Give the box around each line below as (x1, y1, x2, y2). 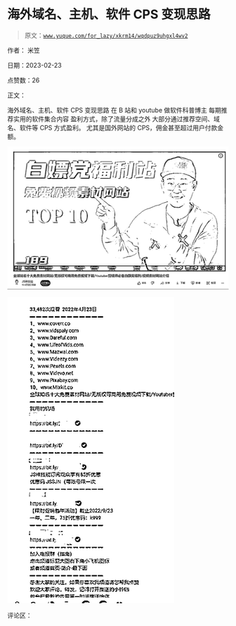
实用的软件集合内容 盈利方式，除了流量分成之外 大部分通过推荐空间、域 (13, 114, 220, 123)
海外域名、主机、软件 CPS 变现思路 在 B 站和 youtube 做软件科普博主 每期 (7, 106, 221, 114)
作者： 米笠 (7, 46, 40, 54)
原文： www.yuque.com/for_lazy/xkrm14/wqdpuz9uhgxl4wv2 (24, 31, 188, 39)
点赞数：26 (7, 75, 40, 84)
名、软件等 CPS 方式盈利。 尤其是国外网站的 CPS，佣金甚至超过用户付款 (7, 123, 218, 132)
